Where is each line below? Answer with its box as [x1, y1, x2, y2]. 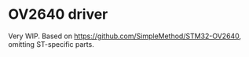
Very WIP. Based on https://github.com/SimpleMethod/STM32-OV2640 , [8, 31, 242, 41]
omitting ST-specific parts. [8, 39, 94, 48]
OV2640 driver [8, 5, 108, 23]
